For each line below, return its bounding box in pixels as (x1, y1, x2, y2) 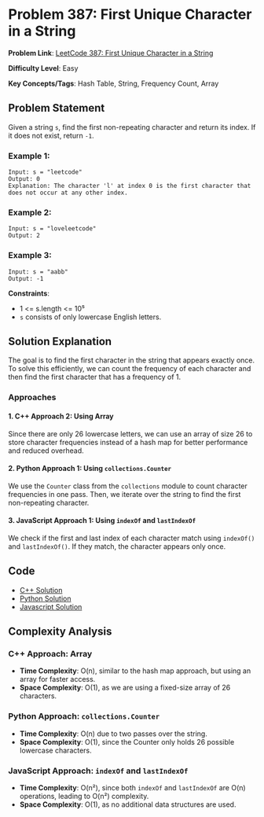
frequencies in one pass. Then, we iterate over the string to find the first (8, 489, 241, 499)
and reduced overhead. (8, 446, 84, 455)
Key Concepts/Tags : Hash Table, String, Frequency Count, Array (8, 79, 219, 88)
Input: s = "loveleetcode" (8, 225, 97, 233)
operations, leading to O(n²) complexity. (19, 792, 149, 801)
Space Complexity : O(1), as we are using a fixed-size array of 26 (19, 683, 231, 693)
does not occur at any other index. (8, 189, 128, 197)
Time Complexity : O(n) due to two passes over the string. (19, 729, 208, 738)
